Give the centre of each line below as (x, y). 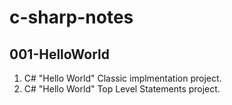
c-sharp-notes (71, 17)
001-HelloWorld (60, 54)
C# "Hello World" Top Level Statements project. (122, 89)
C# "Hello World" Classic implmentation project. (122, 78)
